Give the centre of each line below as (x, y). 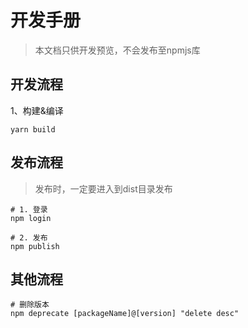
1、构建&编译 (37, 110)
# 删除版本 (30, 305)
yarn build (33, 129)
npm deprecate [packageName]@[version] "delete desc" (125, 314)
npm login (31, 218)
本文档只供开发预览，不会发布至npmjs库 (117, 50)
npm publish (35, 246)
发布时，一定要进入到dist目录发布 (103, 188)
